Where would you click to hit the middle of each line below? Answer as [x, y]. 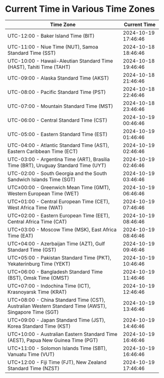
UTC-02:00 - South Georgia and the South [57, 173]
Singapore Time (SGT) [33, 312]
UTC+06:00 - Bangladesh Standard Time [55, 271]
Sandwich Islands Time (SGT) [41, 179]
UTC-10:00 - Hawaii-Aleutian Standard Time [60, 61]
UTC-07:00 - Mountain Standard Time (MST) [60, 106]
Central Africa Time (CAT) [37, 222]
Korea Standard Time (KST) [39, 326]
